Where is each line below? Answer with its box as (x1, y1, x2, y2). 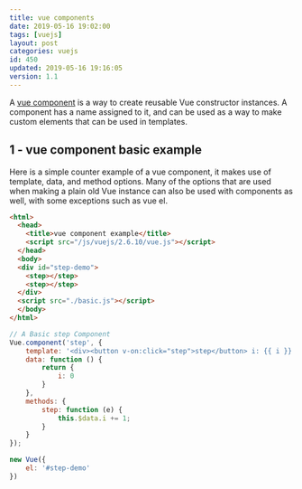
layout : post (9, 38, 59, 48)
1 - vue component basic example (9, 142, 203, 158)
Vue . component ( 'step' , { (9, 338, 103, 347)
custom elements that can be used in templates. (9, 116, 188, 127)
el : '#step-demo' (25, 464, 91, 473)
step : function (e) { (41, 405, 124, 414)
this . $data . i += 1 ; (57, 413, 131, 423)
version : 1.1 (9, 72, 59, 81)
